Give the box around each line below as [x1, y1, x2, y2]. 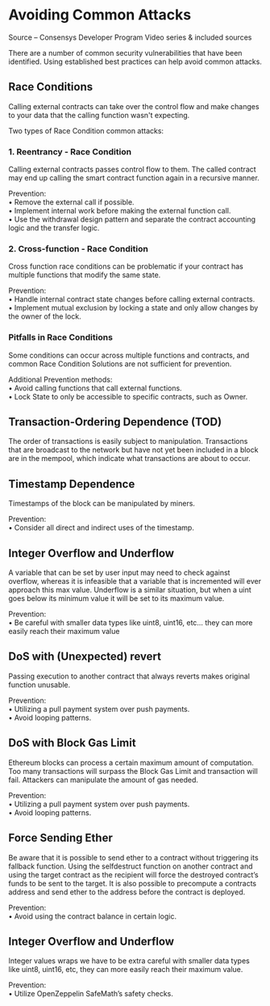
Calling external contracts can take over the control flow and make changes [8, 101, 260, 111]
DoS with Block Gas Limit [8, 736, 136, 750]
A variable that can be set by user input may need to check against [8, 568, 231, 577]
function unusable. [8, 679, 71, 689]
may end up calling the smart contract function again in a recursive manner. [8, 173, 260, 183]
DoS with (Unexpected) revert [8, 649, 161, 664]
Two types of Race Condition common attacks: [8, 125, 164, 135]
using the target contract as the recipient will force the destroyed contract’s [8, 869, 260, 879]
